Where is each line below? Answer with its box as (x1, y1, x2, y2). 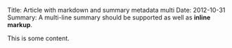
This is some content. (7, 34, 70, 42)
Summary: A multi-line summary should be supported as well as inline (7, 13, 211, 22)
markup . (7, 21, 33, 29)
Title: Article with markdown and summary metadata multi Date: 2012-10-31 (7, 6, 226, 14)
